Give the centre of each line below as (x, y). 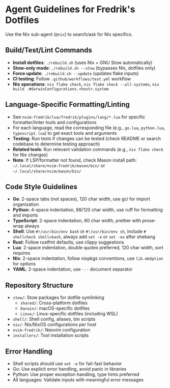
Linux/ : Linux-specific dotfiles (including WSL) (69, 314)
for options (24, 264)
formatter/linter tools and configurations (54, 122)
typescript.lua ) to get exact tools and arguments (65, 133)
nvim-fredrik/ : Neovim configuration (51, 330)
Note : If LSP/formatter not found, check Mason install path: (75, 160)
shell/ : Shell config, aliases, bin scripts (54, 319)
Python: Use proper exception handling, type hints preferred (76, 374)
